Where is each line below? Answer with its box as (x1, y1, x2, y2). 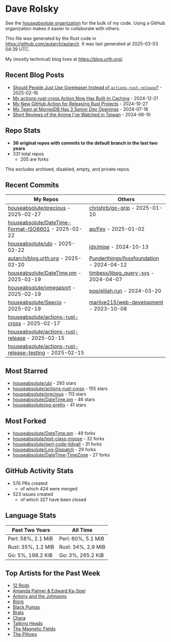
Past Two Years (12, 526, 50, 533)
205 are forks (20, 156, 49, 162)
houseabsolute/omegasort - (8, 284, 76, 291)
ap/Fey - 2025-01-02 (89, 226, 145, 233)
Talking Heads (12, 621, 43, 627)
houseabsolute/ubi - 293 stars (12, 380, 76, 386)
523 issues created (12, 491, 53, 497)
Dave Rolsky (5, 3, 59, 15)
